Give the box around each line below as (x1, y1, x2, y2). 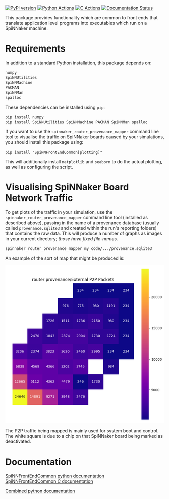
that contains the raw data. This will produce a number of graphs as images (5, 230, 162, 236)
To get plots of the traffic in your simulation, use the (5, 209, 113, 215)
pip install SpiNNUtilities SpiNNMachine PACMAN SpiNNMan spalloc (5, 119, 148, 125)
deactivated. (5, 438, 31, 444)
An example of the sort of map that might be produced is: (5, 255, 125, 261)
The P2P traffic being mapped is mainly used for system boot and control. (5, 428, 159, 434)
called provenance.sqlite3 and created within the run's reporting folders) (5, 225, 157, 231)
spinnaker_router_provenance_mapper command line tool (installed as (5, 214, 148, 220)
